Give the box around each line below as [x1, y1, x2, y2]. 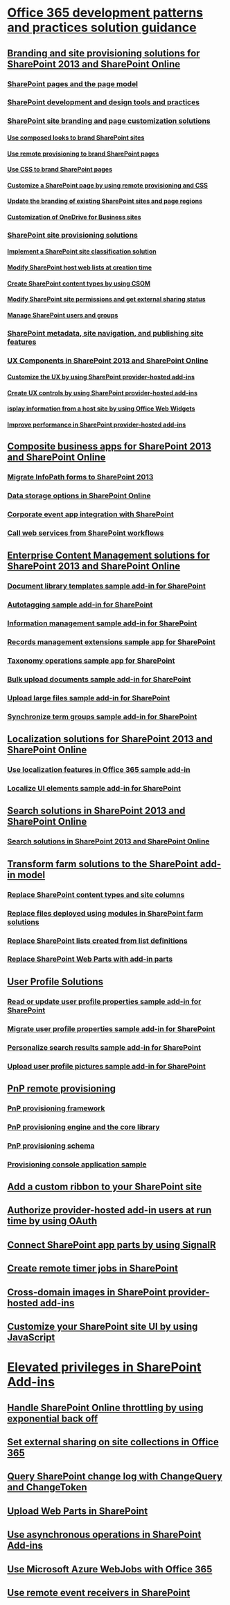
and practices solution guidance [7, 19, 197, 35]
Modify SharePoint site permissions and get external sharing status [7, 295, 206, 304]
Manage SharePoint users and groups [7, 311, 118, 319]
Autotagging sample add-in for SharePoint [7, 600, 153, 609]
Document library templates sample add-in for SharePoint [7, 582, 206, 591]
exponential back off [7, 1413, 98, 1424]
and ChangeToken [7, 1481, 88, 1493]
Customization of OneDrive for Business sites [7, 213, 141, 221]
